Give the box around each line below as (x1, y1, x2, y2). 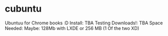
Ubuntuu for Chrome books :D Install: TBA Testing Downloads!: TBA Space (5, 20, 163, 26)
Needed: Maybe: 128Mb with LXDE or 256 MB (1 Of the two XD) (5, 25, 140, 31)
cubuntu (5, 3, 42, 15)
